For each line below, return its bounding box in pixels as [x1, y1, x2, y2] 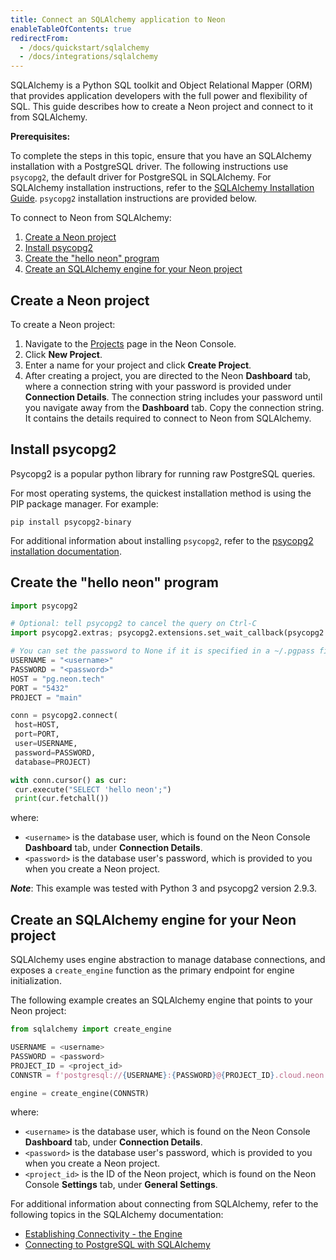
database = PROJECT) [14, 757, 92, 767]
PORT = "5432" [10, 683, 70, 693]
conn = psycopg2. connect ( [10, 711, 118, 721]
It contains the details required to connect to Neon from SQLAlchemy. [24, 412, 312, 424]
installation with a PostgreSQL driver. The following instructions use [10, 161, 289, 173]
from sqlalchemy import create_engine [10, 1024, 172, 1035]
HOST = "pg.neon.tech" [10, 674, 105, 684]
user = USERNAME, [14, 739, 78, 749]
